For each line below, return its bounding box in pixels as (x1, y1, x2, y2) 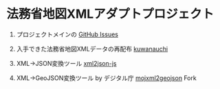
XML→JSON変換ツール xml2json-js (16, 59, 117, 67)
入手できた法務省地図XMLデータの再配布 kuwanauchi (16, 44, 168, 53)
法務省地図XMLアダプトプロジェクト (6, 6, 214, 22)
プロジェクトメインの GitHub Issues (16, 30, 118, 38)
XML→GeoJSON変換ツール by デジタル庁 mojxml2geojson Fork (16, 73, 197, 82)
